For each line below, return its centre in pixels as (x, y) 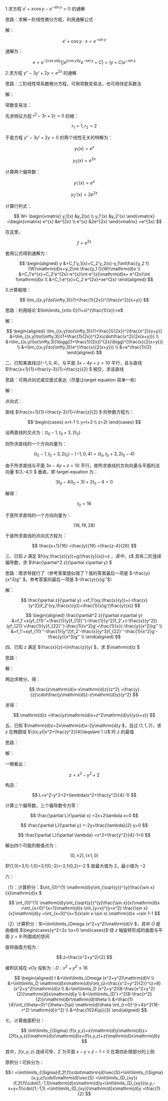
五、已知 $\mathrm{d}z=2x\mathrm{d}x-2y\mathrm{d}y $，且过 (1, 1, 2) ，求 (83, 725)
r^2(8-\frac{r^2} (136, 994)
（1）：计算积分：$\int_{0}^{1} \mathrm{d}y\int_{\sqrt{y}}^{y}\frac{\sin (77, 887)
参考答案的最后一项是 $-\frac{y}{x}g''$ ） (72, 579)
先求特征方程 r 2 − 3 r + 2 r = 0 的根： (42, 115)
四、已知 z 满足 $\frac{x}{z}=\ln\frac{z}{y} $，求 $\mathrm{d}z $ (72, 647)
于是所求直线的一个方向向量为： (38, 515)
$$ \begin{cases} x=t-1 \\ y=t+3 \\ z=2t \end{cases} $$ (84, 422)
